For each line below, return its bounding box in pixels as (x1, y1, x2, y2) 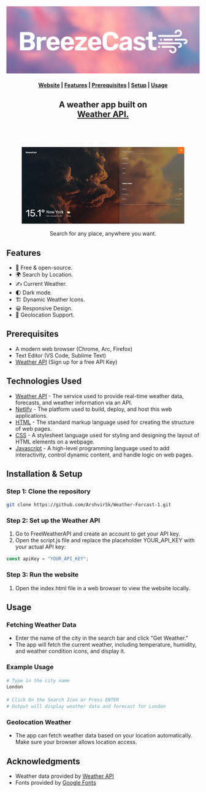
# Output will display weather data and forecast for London (6, 704, 166, 710)
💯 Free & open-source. (15, 264, 73, 271)
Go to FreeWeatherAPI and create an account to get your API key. (15, 530, 181, 537)
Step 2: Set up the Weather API (6, 517, 101, 525)
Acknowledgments (6, 756, 81, 766)
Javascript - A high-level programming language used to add (15, 444, 170, 452)
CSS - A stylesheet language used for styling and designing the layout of (15, 431, 200, 439)
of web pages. (15, 425, 52, 432)
